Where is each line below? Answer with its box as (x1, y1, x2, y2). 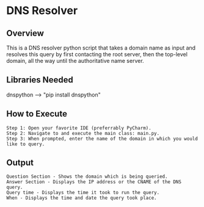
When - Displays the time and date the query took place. (6, 195, 157, 202)
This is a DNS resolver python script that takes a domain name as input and (6, 44, 196, 51)
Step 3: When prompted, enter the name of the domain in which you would (6, 136, 199, 142)
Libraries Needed (6, 74, 73, 85)
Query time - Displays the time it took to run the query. (6, 190, 160, 196)
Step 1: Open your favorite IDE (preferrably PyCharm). (6, 125, 151, 131)
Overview (6, 28, 45, 38)
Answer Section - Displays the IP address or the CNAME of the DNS (6, 179, 182, 185)
